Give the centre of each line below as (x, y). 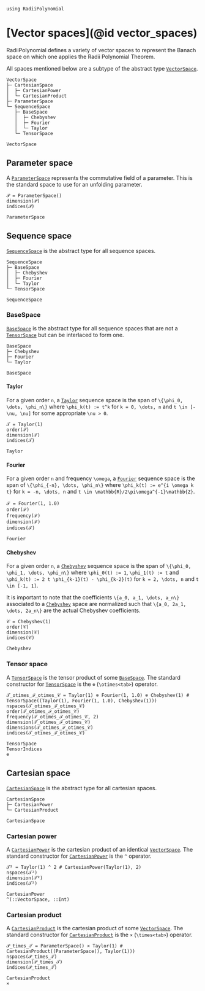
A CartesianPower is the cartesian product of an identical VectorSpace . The (100, 849)
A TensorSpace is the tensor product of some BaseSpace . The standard (93, 677)
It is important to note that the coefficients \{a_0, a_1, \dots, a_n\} (93, 597)
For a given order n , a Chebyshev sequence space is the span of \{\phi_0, (99, 566)
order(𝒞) (18, 627)
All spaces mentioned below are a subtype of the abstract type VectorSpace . (102, 68)
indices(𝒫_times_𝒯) (32, 968)
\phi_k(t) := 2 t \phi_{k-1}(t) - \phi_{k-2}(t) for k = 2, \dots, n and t (102, 579)
